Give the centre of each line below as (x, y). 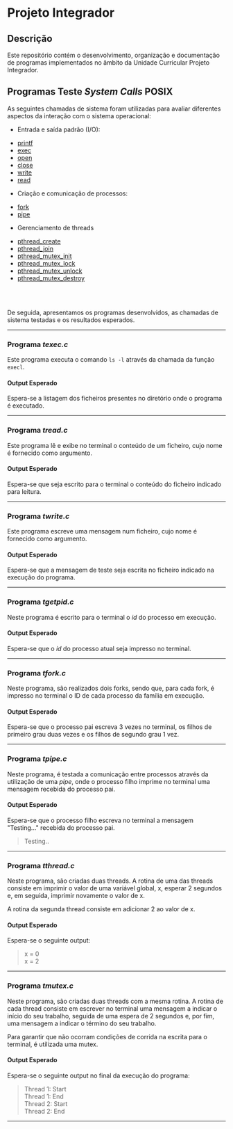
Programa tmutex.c (41, 986)
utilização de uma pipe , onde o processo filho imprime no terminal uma (109, 781)
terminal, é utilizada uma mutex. (53, 1044)
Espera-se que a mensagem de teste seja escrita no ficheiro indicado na (111, 570)
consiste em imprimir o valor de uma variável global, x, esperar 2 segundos (114, 888)
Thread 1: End (44, 1096)
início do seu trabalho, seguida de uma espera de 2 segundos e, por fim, (111, 1016)
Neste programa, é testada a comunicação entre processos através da (108, 774)
